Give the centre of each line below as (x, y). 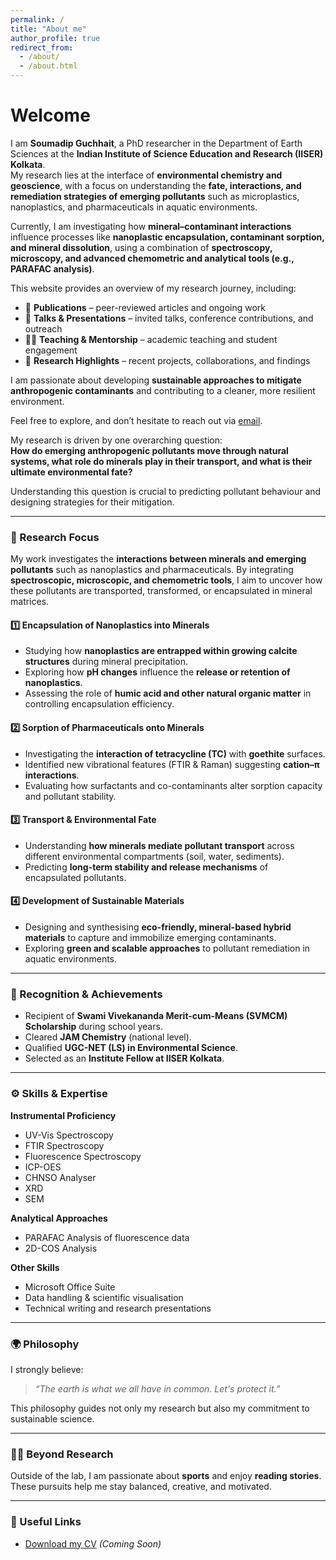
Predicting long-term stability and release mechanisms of (146, 867)
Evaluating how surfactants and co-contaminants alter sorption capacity (173, 785)
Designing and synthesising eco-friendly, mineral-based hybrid (158, 927)
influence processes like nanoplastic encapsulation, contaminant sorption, (167, 237)
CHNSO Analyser (60, 1177)
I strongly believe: (47, 1369)
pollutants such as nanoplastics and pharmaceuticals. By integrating (152, 570)
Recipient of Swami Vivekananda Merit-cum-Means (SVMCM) (156, 1016)
